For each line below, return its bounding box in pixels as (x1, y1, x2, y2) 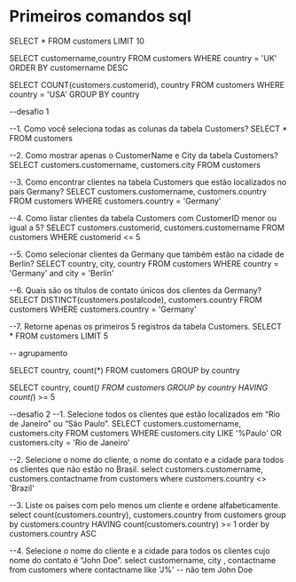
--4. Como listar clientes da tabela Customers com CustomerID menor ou (9, 212, 277, 223)
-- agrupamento (9, 347, 68, 358)
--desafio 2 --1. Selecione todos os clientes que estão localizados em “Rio (9, 409, 281, 419)
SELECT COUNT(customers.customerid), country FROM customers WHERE (9, 79, 285, 90)
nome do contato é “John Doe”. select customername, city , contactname (9, 554, 277, 565)
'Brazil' (9, 482, 35, 493)
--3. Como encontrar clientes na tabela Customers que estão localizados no (9, 176, 287, 187)
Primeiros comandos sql (9, 6, 192, 27)
